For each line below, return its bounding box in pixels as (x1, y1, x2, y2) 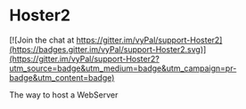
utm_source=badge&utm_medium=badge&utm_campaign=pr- (9, 63, 237, 74)
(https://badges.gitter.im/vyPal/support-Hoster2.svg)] (9, 43, 207, 54)
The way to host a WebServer (9, 90, 119, 100)
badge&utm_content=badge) (9, 72, 115, 82)
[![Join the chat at (9, 35, 75, 45)
